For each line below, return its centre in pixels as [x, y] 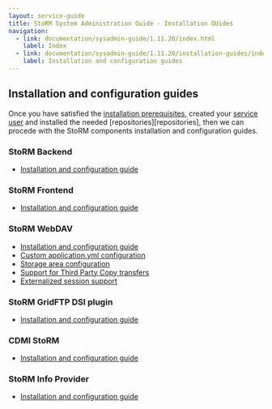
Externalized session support [68, 281]
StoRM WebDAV [40, 229]
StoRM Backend [40, 151]
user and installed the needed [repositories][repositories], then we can [126, 121]
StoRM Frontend [41, 190]
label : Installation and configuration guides [103, 62]
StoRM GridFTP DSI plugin [61, 302]
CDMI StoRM [34, 340]
